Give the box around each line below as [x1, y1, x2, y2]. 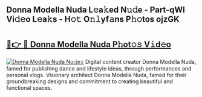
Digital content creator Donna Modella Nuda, [85, 58, 197, 65]
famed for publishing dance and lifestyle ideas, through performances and [6, 65, 192, 72]
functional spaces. [6, 84, 53, 91]
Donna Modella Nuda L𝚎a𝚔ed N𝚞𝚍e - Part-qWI [6, 5, 186, 15]
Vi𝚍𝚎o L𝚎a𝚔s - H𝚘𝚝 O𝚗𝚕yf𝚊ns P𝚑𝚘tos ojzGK [6, 14, 180, 25]
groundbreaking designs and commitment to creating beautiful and [6, 78, 174, 85]
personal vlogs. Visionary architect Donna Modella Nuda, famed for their [6, 72, 187, 78]
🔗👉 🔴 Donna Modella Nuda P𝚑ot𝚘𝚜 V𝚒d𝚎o [6, 39, 171, 49]
